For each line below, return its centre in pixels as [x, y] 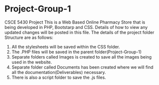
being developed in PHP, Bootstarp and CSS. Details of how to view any [76, 27]
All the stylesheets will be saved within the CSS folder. [66, 47]
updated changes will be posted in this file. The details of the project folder [79, 32]
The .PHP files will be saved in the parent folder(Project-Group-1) [76, 52]
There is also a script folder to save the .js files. [59, 77]
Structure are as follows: [29, 37]
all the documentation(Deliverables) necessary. [59, 72]
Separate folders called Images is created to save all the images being [82, 57]
